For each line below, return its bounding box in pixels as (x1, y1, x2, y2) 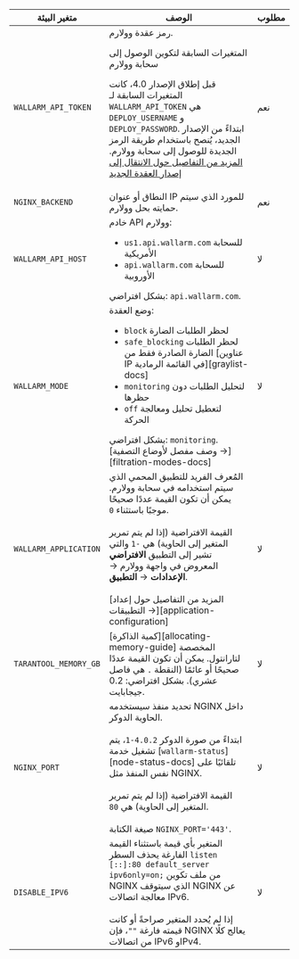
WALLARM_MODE (13, 381, 69, 391)
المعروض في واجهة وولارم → (109, 559, 219, 572)
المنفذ (125, 767, 149, 779)
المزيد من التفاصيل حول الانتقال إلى (109, 156, 243, 168)
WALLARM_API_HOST (13, 254, 87, 264)
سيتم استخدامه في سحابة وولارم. (109, 482, 234, 493)
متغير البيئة (36, 12, 77, 23)
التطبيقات (109, 604, 146, 616)
